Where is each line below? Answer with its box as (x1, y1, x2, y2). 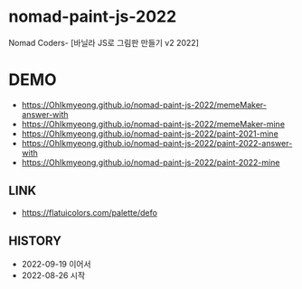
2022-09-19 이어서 (21, 258, 91, 269)
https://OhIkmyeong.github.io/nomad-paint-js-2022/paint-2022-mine (21, 156, 280, 168)
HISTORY (8, 233, 62, 249)
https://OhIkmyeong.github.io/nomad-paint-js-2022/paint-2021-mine (21, 128, 279, 139)
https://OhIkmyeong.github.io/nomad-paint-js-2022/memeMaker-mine (21, 118, 286, 129)
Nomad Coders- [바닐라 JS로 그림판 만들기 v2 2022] (8, 37, 200, 48)
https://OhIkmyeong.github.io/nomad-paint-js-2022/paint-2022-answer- (21, 137, 293, 148)
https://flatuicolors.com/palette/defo (21, 207, 157, 218)
